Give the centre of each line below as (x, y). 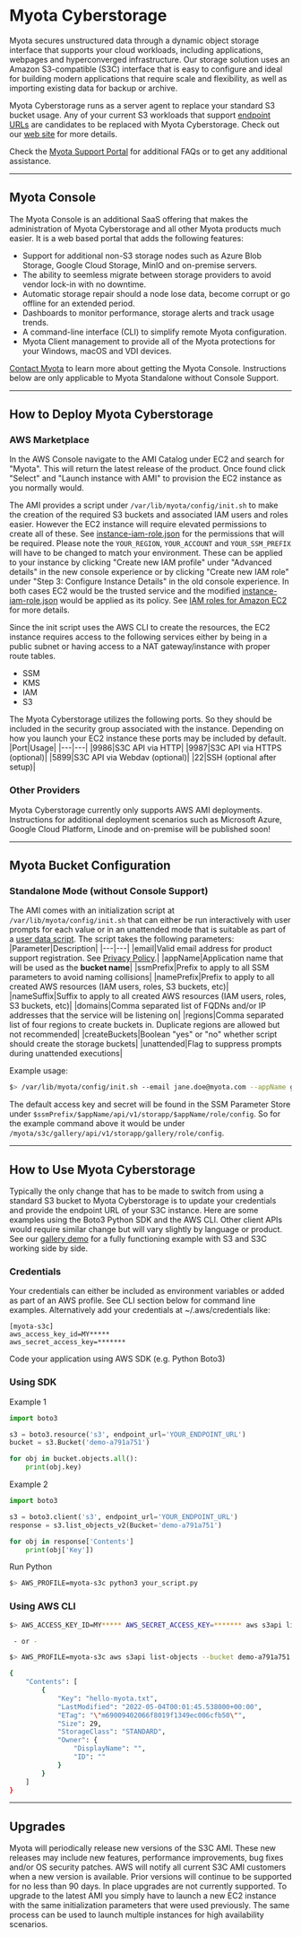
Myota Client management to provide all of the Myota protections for (149, 341)
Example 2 (29, 1484)
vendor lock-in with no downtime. (84, 284)
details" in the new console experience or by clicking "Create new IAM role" (149, 572)
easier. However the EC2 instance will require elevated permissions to (138, 525)
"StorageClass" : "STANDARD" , (112, 1732)
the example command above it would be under (97, 1124)
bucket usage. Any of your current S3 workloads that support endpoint (140, 115)
